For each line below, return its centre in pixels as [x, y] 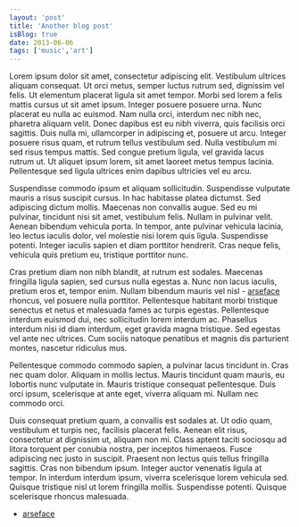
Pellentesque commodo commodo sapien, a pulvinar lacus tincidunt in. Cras [149, 365]
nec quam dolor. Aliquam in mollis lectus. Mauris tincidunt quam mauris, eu [147, 375]
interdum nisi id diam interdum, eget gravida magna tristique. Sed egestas [145, 329]
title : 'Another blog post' [62, 26]
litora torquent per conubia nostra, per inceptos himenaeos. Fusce [131, 449]
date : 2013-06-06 [42, 42]
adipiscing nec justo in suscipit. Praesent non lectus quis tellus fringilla [139, 459]
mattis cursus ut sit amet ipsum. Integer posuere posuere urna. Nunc [136, 105]
